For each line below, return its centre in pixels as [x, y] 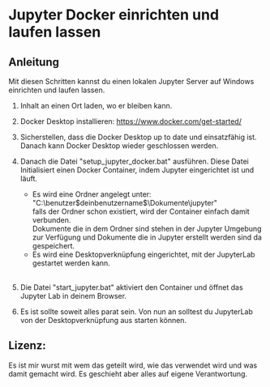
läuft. [29, 179]
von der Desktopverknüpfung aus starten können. [103, 320]
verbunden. [51, 220]
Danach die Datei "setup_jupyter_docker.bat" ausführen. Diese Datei [134, 161]
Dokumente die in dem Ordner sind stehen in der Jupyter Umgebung [147, 229]
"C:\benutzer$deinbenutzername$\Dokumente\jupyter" [124, 203]
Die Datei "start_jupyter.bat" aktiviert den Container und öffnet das [131, 287]
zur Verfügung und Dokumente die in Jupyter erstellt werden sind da [147, 237]
